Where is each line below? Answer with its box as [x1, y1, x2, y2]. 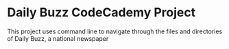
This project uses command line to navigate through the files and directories [7, 27, 223, 35]
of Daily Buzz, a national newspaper [7, 34, 109, 42]
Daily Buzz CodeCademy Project [7, 5, 196, 20]
